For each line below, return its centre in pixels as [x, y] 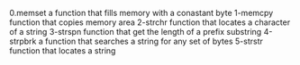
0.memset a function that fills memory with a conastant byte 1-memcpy [141, 13]
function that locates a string [63, 51]
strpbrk [23, 41]
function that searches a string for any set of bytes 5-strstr [154, 41]
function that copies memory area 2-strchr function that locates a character [150, 22]
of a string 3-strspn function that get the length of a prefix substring [136, 32]
